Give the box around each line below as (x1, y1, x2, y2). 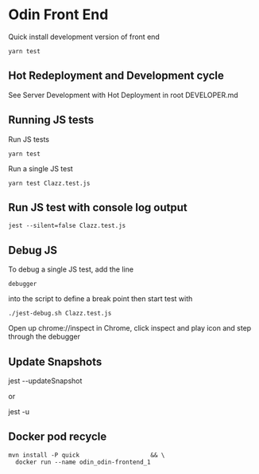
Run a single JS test (8, 163, 73, 173)
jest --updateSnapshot (8, 376, 83, 386)
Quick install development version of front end (8, 32, 160, 41)
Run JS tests (8, 134, 50, 144)
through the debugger (8, 332, 81, 342)
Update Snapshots (8, 355, 102, 368)
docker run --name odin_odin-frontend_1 (15, 458, 151, 466)
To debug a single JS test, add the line (8, 264, 133, 274)
